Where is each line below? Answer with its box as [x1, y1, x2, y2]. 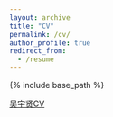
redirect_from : [9, 47, 67, 56]
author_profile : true [9, 38, 91, 48]
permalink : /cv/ [9, 30, 71, 39]
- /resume [17, 55, 54, 64]
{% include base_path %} [9, 80, 105, 90]
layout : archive [9, 13, 71, 22]
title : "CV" [9, 22, 54, 31]
